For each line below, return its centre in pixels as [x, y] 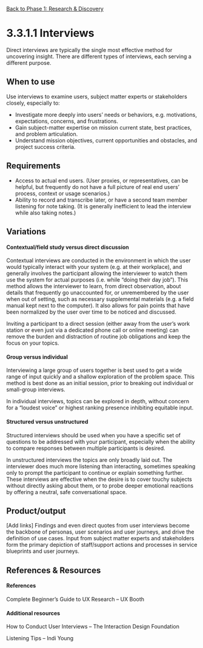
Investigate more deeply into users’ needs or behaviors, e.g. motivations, [106, 114]
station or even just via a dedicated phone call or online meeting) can [92, 330]
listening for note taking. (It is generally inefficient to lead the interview [103, 206]
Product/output [36, 511]
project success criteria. [45, 147]
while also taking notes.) [45, 213]
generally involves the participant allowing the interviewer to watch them [97, 273]
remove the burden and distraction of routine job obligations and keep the [98, 337]
